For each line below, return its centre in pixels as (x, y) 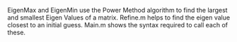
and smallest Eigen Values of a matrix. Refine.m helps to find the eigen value (119, 17)
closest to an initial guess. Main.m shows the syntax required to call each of (118, 25)
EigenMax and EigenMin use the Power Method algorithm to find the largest (117, 10)
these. (17, 32)
